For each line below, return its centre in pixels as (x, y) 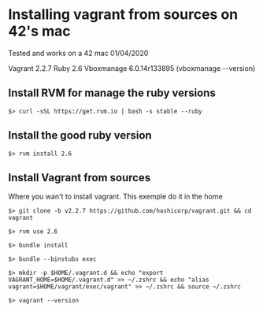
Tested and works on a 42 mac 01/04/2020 (78, 53)
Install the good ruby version (80, 136)
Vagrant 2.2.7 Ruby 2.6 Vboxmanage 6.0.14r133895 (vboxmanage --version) (132, 68)
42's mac (39, 31)
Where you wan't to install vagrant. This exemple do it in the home (115, 197)
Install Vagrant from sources (80, 178)
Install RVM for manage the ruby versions (112, 93)
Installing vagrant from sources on (123, 15)
